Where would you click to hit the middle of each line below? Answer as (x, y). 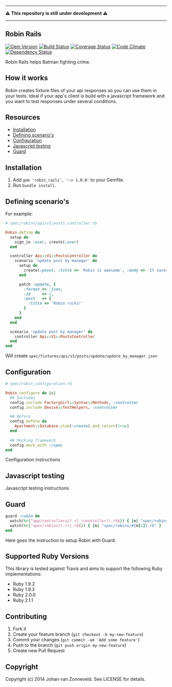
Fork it (19, 629)
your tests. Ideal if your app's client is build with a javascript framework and (85, 96)
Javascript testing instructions (37, 488)
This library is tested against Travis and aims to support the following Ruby (84, 569)
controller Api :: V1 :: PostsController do (53, 256)
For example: (19, 214)
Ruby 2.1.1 (23, 600)
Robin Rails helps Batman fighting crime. (48, 62)
